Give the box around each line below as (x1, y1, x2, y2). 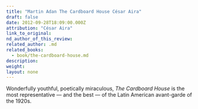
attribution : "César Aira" (6, 25, 73, 31)
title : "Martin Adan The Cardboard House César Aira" (6, 8, 142, 15)
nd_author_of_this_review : (6, 36, 73, 42)
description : (6, 58, 39, 64)
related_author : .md (6, 42, 58, 48)
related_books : (6, 47, 44, 53)
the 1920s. (6, 98, 32, 105)
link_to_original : (6, 31, 52, 37)
